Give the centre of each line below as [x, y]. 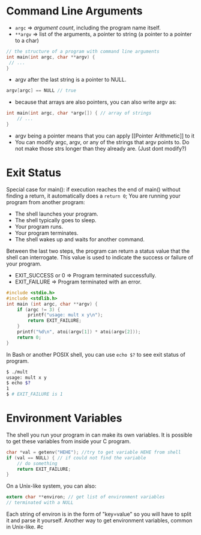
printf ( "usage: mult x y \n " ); [65, 315]
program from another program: [46, 202]
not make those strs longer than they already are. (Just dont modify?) [101, 148]
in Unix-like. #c [25, 527]
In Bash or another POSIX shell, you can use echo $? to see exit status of [96, 354]
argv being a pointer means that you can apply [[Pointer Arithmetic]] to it [105, 136]
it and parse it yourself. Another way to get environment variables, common [99, 521]
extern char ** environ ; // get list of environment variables [85, 497]
